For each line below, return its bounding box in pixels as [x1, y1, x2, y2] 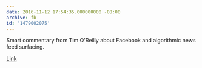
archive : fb [6, 15, 36, 21]
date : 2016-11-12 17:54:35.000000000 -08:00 [6, 8, 121, 15]
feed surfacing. [6, 43, 44, 50]
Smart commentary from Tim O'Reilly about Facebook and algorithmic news [6, 37, 196, 44]
